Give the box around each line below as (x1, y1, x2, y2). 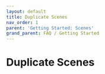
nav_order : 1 (6, 19, 39, 25)
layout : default (6, 8, 46, 15)
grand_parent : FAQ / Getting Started (6, 31, 100, 36)
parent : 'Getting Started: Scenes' (6, 25, 94, 31)
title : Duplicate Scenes (6, 14, 68, 20)
